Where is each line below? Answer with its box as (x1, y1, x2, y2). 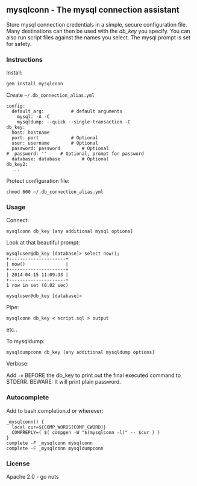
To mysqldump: (6, 338, 45, 345)
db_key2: (6, 162, 28, 168)
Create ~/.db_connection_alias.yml (6, 91, 95, 99)
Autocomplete (6, 393, 49, 402)
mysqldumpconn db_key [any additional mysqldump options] (6, 349, 155, 356)
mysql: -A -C (17, 114, 50, 120)
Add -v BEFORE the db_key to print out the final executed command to (6, 372, 181, 379)
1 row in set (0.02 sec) (6, 283, 69, 289)
